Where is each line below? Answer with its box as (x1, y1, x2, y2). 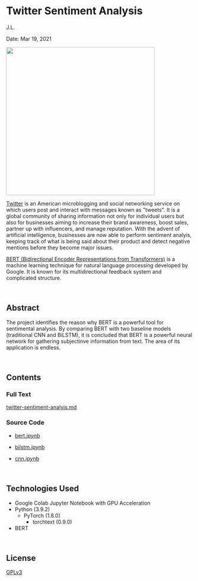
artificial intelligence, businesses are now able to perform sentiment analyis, (6, 231, 192, 238)
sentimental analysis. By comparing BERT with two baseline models (6, 325, 171, 332)
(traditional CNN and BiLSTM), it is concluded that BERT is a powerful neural (6, 331, 193, 338)
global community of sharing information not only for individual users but (6, 212, 184, 220)
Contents (6, 373, 41, 383)
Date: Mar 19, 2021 (6, 35, 52, 42)
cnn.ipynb (14, 455, 40, 462)
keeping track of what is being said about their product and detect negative (6, 237, 190, 245)
